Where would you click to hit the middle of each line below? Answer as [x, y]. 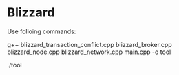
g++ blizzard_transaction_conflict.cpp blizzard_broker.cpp [89, 44]
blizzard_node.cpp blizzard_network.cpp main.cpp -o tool [89, 52]
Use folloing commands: [42, 31]
